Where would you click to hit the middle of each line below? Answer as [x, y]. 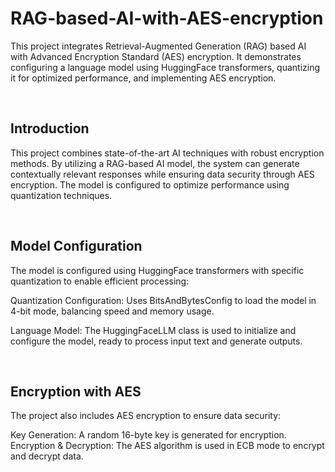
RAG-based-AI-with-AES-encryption [167, 18]
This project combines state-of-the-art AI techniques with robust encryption [167, 153]
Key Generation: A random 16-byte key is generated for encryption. [148, 435]
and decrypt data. [47, 456]
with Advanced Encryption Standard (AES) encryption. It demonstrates [156, 56]
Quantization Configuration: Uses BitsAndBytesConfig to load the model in [163, 300]
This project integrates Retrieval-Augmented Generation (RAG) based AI [158, 46]
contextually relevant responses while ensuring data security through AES [162, 174]
